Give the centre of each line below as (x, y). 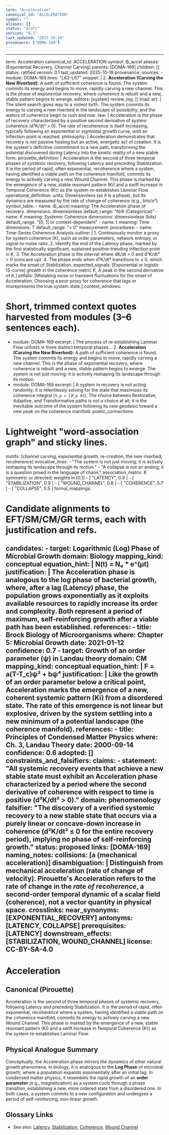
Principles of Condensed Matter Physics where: (82, 737)
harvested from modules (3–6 (69, 317)
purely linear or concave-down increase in (73, 824)
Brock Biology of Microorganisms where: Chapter (84, 635)
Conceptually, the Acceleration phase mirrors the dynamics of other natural (84, 1062)
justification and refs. (51, 530)
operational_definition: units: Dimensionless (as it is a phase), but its (76, 195)
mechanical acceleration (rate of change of (74, 871)
